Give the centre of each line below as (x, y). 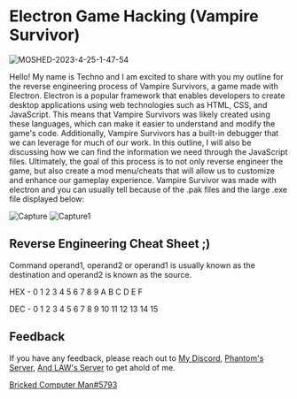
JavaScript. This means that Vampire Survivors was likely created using (140, 114)
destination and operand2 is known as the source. (101, 274)
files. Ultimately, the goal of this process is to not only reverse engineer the (146, 161)
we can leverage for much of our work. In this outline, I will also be (130, 142)
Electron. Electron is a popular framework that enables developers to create (147, 96)
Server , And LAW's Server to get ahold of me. (92, 367)
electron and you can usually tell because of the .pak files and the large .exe (148, 189)
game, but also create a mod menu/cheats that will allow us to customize (142, 171)
